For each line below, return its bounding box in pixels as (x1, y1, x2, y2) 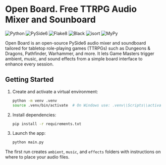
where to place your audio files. (5, 154, 70, 160)
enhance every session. (5, 61, 54, 67)
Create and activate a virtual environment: (12, 88, 98, 95)
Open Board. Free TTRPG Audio (5, 3, 137, 15)
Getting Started (5, 75, 54, 84)
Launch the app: (12, 130, 46, 136)
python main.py (12, 140, 44, 145)
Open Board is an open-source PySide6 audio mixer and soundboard (5, 40, 146, 46)
